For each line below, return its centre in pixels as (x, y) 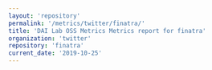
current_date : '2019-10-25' (55, 53)
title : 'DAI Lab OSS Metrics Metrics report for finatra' (107, 31)
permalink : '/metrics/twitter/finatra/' (77, 23)
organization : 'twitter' (50, 38)
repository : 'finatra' (46, 46)
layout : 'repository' (45, 16)
